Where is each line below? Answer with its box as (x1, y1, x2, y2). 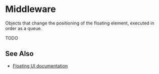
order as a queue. (5, 25, 42, 31)
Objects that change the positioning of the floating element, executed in (5, 20, 155, 26)
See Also (5, 49, 34, 58)
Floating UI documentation (12, 62, 68, 68)
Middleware (5, 3, 57, 15)
